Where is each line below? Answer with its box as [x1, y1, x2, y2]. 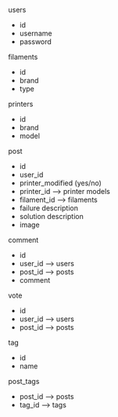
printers [8, 100, 34, 108]
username [19, 29, 52, 38]
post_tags [8, 377, 40, 386]
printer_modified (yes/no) [19, 178, 102, 188]
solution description [19, 212, 84, 221]
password [19, 37, 52, 46]
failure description [19, 203, 78, 213]
